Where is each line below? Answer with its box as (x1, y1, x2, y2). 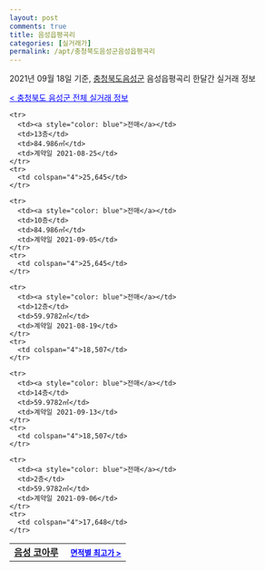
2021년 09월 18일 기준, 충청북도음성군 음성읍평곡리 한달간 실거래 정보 (9, 74, 256, 84)
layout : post (9, 13, 59, 23)
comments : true (9, 22, 67, 31)
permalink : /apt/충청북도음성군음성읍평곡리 (9, 47, 156, 56)
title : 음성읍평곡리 (9, 30, 75, 39)
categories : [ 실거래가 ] (9, 38, 93, 48)
